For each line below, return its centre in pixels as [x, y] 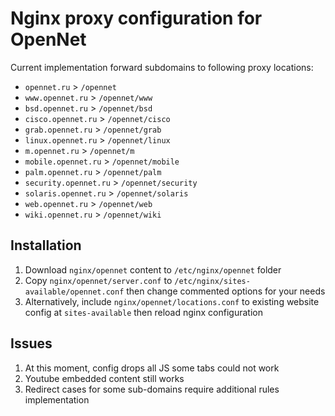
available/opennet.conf [74, 292]
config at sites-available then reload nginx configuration [143, 312]
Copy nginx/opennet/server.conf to [98, 280]
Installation [46, 245]
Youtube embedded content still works [104, 378]
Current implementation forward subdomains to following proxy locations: [162, 67]
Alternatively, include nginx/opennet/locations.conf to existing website [172, 301]
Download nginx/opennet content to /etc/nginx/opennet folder [153, 269]
